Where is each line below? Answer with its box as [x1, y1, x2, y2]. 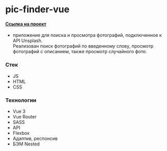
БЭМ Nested [12, 141, 40, 147]
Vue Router [12, 114, 37, 120]
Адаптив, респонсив [12, 135, 58, 141]
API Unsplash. [12, 37, 43, 44]
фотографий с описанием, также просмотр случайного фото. [12, 49, 147, 55]
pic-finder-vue [5, 4, 70, 15]
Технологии [5, 96, 37, 103]
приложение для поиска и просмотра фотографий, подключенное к [12, 32, 162, 38]
